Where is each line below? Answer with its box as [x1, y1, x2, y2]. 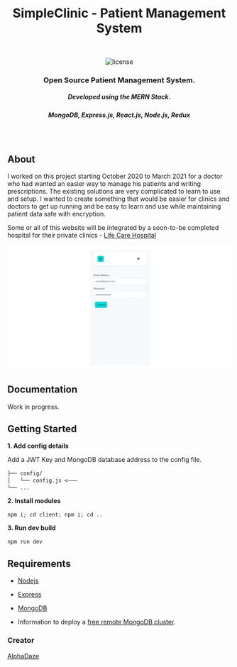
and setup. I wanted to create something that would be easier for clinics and [7, 194, 230, 203]
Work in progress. [7, 402, 60, 411]
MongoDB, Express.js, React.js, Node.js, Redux [48, 111, 190, 119]
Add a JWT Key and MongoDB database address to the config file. [7, 456, 202, 464]
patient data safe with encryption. [7, 210, 106, 219]
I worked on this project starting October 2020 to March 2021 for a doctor [7, 172, 223, 181]
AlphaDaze [7, 651, 40, 660]
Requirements [7, 558, 71, 570]
